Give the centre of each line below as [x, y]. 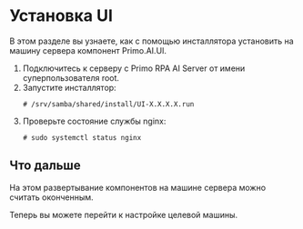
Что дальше [45, 166]
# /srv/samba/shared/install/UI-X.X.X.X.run [108, 104]
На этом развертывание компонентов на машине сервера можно [138, 187]
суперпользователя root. [71, 77]
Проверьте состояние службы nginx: [94, 121]
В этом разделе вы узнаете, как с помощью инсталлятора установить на [151, 41]
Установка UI [61, 16]
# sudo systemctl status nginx [82, 137]
